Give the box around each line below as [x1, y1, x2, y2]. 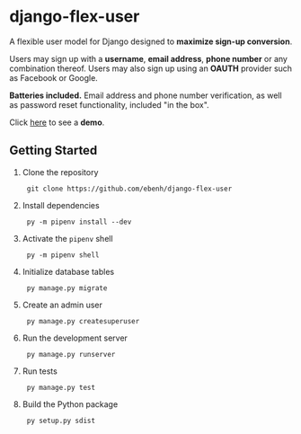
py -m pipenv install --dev [26, 217, 132, 226]
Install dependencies [22, 199, 101, 210]
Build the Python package [22, 398, 119, 410]
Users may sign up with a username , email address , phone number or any [9, 53, 288, 64]
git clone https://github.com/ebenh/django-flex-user [26, 184, 233, 193]
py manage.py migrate [26, 283, 108, 293]
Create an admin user [22, 299, 103, 310]
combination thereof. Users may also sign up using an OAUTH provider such [9, 63, 293, 74]
